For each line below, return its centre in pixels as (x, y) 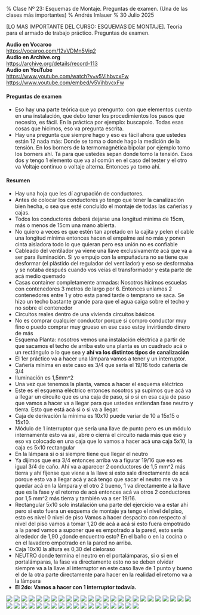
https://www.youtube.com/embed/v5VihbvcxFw (65, 82)
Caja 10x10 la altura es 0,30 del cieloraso (65, 549)
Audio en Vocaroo (29, 45)
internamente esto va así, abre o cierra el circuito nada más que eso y (101, 435)
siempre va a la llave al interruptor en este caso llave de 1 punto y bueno (104, 568)
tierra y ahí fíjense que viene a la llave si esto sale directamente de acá (102, 473)
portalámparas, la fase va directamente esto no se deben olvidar (94, 562)
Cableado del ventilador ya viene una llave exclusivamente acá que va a (103, 251)
